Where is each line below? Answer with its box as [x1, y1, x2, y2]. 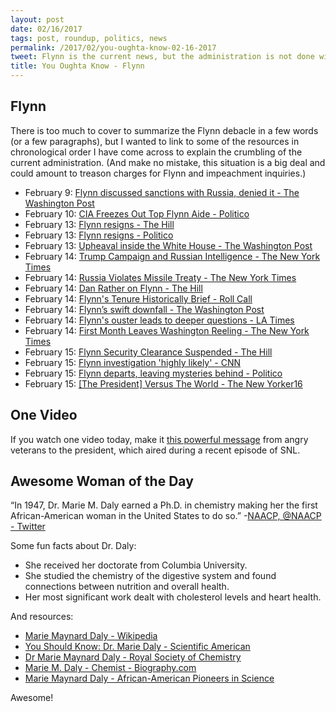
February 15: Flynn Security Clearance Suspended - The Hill [24, 346, 273, 358]
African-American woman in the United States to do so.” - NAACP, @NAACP [10, 510, 322, 522]
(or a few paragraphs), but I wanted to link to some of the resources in [10, 135, 300, 147]
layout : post [10, 14, 65, 25]
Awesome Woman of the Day [10, 473, 194, 490]
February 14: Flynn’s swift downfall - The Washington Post [24, 303, 265, 315]
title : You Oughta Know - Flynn [10, 61, 145, 71]
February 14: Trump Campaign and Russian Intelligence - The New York [24, 250, 321, 262]
